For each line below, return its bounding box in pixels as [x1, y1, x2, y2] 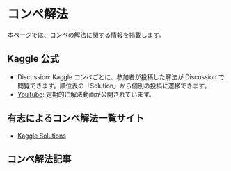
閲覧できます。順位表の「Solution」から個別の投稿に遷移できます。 [17, 81, 211, 90]
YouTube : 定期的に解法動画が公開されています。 [17, 90, 155, 98]
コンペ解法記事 [7, 153, 72, 165]
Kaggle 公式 [7, 53, 60, 65]
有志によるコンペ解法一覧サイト [7, 113, 145, 124]
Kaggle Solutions [17, 131, 66, 140]
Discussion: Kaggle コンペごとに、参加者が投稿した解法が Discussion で [17, 72, 225, 81]
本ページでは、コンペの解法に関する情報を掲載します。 [7, 31, 166, 39]
